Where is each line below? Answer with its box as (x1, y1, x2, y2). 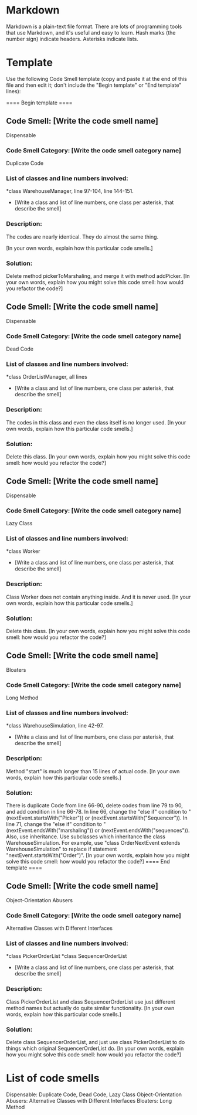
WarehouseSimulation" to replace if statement (6, 845, 117, 852)
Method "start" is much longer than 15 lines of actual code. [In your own (6, 767, 180, 774)
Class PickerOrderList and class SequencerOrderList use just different (6, 998, 176, 1005)
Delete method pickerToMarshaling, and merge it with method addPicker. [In (6, 272, 190, 279)
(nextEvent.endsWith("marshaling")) (6, 827, 94, 834)
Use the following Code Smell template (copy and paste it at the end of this (6, 75, 188, 82)
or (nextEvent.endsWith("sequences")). (94, 827, 190, 834)
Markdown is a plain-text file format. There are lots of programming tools (6, 23, 182, 30)
